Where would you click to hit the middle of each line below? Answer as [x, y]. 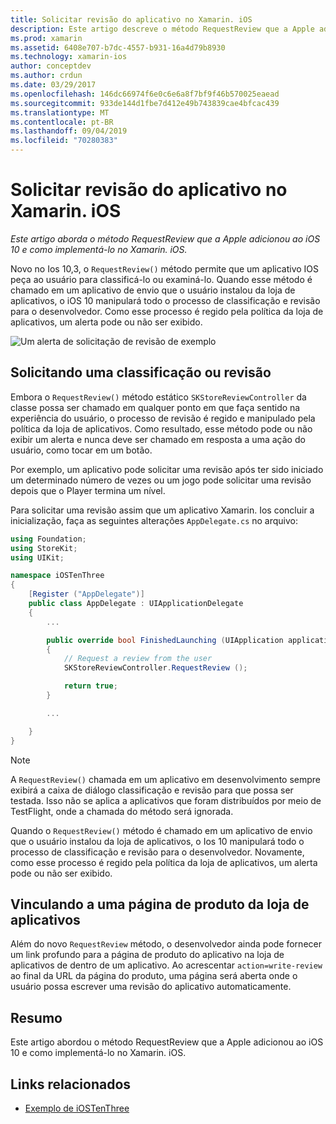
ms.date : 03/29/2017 [53, 85]
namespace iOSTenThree [57, 576]
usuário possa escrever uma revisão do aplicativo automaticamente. [151, 987]
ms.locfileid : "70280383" [64, 141]
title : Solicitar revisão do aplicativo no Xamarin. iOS [131, 19]
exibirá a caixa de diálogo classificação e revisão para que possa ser [152, 790]
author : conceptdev [51, 66]
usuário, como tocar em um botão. [81, 450]
